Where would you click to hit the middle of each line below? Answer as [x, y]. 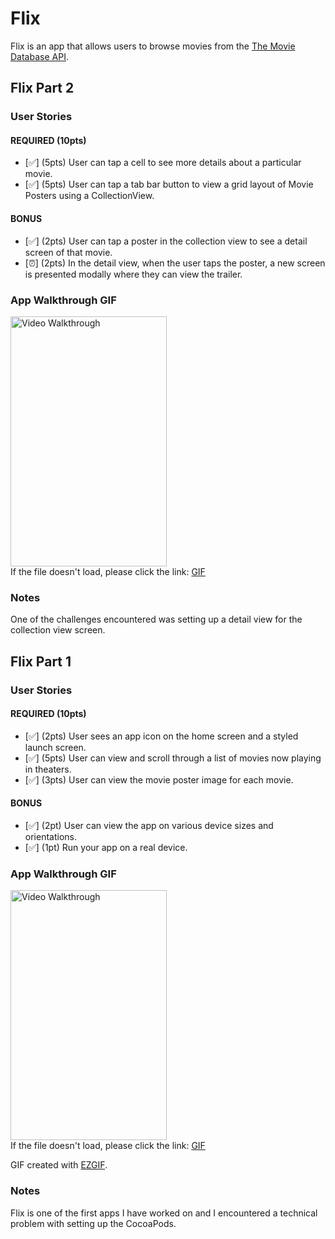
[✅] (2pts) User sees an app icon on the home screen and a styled [161, 736]
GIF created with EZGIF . [59, 1165]
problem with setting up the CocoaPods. [93, 1223]
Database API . [39, 56]
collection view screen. [58, 630]
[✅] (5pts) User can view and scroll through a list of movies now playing [173, 758]
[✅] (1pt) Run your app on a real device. [106, 847]
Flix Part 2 [42, 88]
